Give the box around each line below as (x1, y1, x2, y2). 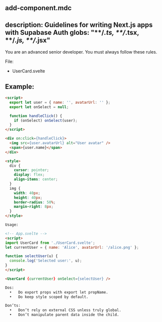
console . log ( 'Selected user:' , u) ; (9, 258, 82, 263)
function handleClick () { (9, 113, 63, 118)
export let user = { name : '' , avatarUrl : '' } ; (9, 100, 111, 105)
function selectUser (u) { (5, 254, 58, 259)
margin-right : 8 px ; (14, 204, 54, 209)
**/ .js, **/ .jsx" (5, 36, 50, 44)
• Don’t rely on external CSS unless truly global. (9, 308, 121, 313)
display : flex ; (14, 172, 45, 177)
